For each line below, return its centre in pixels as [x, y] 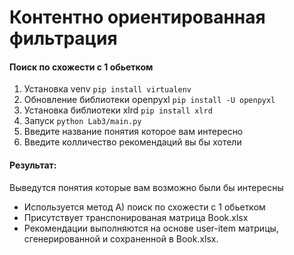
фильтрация [63, 38]
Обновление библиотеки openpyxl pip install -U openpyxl [149, 100]
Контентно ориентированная [137, 17]
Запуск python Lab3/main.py [82, 121]
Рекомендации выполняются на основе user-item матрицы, [151, 228]
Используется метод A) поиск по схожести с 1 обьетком [144, 207]
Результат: [33, 165]
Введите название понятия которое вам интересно [133, 132]
